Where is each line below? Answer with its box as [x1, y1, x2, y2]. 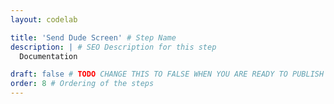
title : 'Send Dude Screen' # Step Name [10, 32, 177, 43]
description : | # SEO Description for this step [10, 42, 217, 52]
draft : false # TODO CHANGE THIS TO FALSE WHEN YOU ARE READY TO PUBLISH [10, 69, 325, 80]
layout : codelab [10, 14, 78, 25]
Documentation [19, 51, 78, 61]
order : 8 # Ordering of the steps [10, 79, 155, 89]
